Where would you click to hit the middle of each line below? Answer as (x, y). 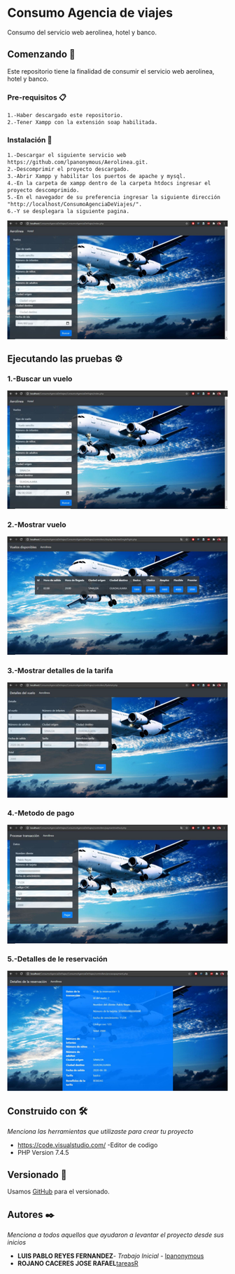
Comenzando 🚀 (41, 54)
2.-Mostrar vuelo (37, 525)
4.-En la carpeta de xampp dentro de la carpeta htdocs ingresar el (109, 184)
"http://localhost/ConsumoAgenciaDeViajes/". (74, 205)
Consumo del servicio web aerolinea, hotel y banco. (82, 32)
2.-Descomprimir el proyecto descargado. (69, 170)
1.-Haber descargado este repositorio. (65, 116)
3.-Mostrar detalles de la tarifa (60, 671)
